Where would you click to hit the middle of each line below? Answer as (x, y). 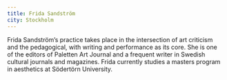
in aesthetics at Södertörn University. (60, 69)
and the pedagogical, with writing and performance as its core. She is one (112, 47)
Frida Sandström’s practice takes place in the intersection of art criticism (110, 39)
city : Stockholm (30, 20)
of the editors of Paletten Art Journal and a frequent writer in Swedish (106, 54)
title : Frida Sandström (41, 13)
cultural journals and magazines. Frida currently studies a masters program (114, 61)
